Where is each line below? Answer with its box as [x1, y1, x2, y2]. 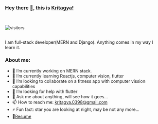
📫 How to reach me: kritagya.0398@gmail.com [12, 99, 108, 105]
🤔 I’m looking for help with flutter [12, 89, 78, 94]
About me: [5, 57, 31, 64]
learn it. [5, 45, 20, 51]
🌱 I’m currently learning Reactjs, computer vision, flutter [12, 73, 124, 79]
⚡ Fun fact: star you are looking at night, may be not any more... [12, 106, 140, 112]
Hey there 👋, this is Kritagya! [5, 4, 74, 11]
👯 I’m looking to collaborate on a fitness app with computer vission [12, 78, 146, 84]
